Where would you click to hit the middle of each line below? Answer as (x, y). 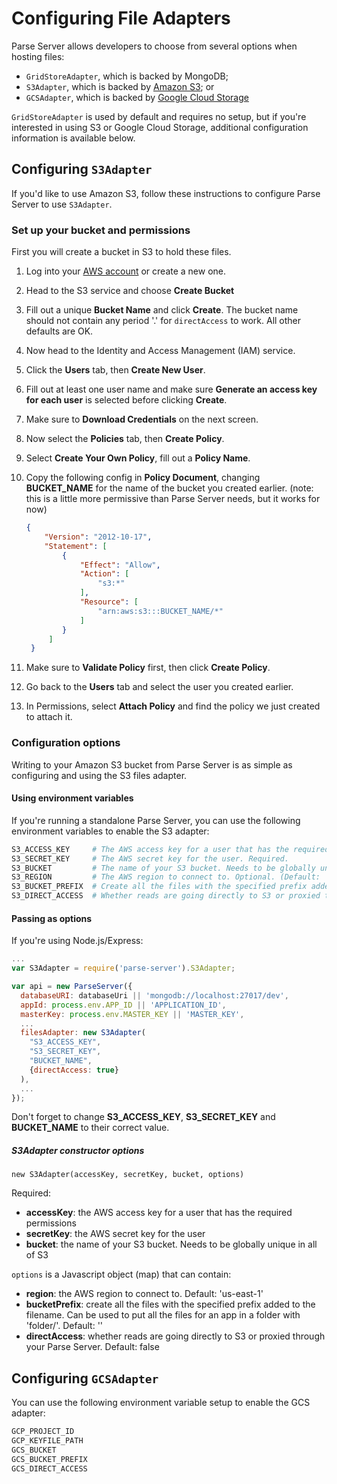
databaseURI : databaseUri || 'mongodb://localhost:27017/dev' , (154, 995)
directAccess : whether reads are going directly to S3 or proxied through (175, 1336)
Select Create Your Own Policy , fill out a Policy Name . (138, 458)
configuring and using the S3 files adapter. (99, 775)
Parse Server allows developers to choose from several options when (154, 46)
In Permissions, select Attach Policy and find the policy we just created (173, 706)
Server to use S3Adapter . (62, 204)
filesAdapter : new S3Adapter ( (83, 1033)
